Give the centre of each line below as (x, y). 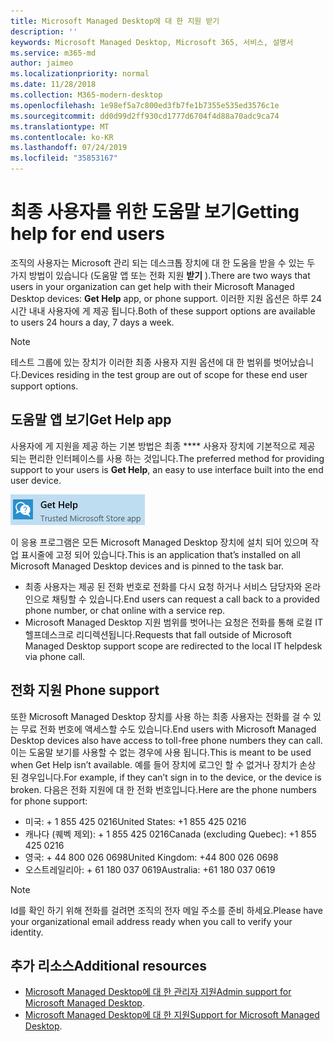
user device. (36, 480)
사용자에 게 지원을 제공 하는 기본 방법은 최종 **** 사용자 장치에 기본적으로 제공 (163, 446)
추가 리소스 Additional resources (109, 965)
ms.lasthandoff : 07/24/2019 (69, 148)
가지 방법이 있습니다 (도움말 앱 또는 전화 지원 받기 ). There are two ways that (160, 275)
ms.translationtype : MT (60, 126)
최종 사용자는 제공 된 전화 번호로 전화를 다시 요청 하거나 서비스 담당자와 (163, 586)
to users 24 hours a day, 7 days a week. (92, 322)
